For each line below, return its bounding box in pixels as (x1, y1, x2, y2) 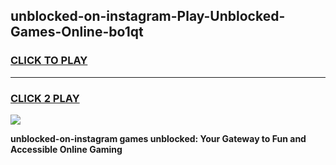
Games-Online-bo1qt (10, 24, 144, 41)
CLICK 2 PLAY (10, 91, 80, 105)
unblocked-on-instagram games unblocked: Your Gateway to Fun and (10, 132, 307, 144)
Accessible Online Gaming (10, 143, 123, 155)
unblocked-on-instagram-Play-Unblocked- (10, 8, 286, 25)
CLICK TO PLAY (10, 54, 88, 68)
